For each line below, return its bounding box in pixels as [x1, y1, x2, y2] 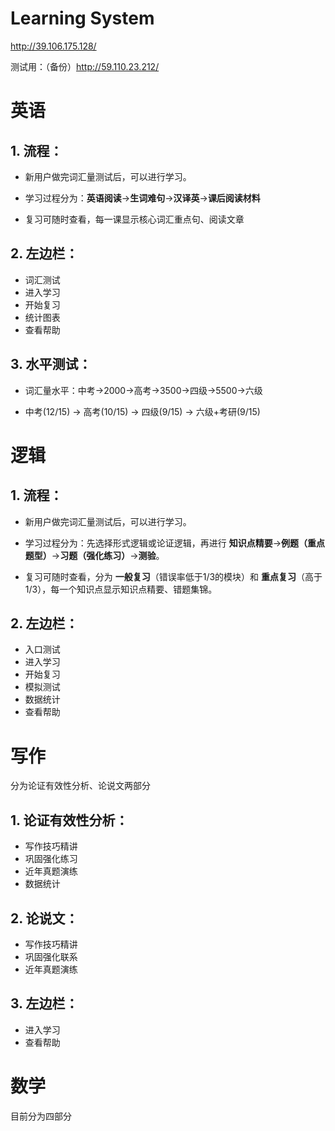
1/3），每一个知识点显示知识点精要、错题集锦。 [24, 583, 218, 595]
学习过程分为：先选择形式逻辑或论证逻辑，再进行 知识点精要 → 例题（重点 [24, 537, 326, 549]
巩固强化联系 [24, 950, 78, 962]
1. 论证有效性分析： [10, 812, 129, 829]
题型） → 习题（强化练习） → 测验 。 [24, 549, 165, 561]
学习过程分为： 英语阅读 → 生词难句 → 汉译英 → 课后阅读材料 [24, 192, 261, 204]
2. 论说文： [10, 910, 79, 927]
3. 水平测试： [10, 356, 92, 373]
